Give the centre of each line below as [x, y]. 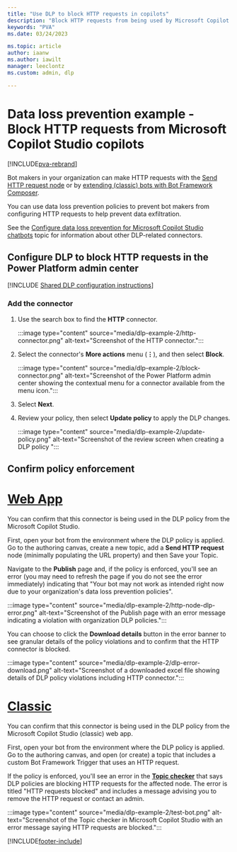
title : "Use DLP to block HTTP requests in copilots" [88, 14]
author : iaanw [28, 53]
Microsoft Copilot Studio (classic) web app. [70, 733]
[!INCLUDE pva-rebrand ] [42, 164]
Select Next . [36, 404]
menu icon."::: [38, 390]
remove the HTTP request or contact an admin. [76, 798]
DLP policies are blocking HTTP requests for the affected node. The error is [117, 783]
